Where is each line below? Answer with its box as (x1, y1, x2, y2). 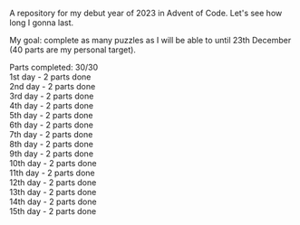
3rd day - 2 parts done (9, 90, 94, 101)
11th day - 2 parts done (9, 167, 95, 178)
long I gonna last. (9, 17, 74, 28)
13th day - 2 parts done (9, 187, 97, 197)
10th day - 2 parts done (9, 158, 97, 168)
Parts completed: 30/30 (9, 62, 98, 72)
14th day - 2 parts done (9, 196, 97, 207)
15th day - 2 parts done (9, 206, 97, 216)
